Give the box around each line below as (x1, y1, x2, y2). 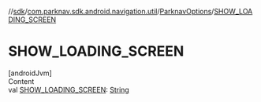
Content (8, 76, 35, 86)
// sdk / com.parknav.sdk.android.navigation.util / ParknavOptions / (8, 7, 214, 16)
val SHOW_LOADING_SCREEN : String (8, 85, 130, 94)
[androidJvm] (8, 68, 53, 78)
